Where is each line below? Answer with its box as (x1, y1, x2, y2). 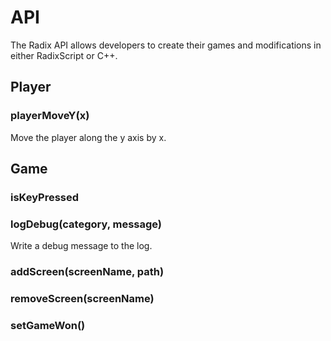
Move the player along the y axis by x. (10, 131, 167, 143)
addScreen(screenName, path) (10, 265, 165, 279)
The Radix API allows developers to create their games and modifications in (10, 39, 322, 51)
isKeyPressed (10, 190, 80, 204)
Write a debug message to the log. (10, 240, 153, 252)
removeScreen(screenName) (10, 292, 155, 306)
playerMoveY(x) (10, 109, 90, 123)
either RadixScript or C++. (10, 49, 118, 61)
